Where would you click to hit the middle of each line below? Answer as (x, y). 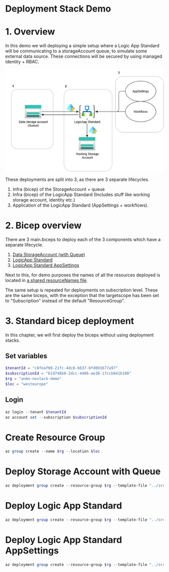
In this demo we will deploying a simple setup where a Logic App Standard (82, 46)
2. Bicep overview (44, 225)
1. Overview (30, 32)
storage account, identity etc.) (44, 200)
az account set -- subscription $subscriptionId (56, 417)
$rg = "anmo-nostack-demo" (33, 379)
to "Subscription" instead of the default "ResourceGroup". (65, 301)
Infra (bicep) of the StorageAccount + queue (59, 189)
